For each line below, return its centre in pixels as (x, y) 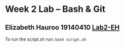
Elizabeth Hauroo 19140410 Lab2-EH (62, 27)
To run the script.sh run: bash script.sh (46, 39)
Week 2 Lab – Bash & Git (55, 9)
